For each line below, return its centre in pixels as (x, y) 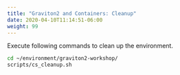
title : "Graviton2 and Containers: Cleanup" (72, 13)
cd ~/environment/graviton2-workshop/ (63, 58)
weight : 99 (23, 26)
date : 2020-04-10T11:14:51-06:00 (55, 20)
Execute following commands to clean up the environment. (90, 46)
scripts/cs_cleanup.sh (40, 65)
